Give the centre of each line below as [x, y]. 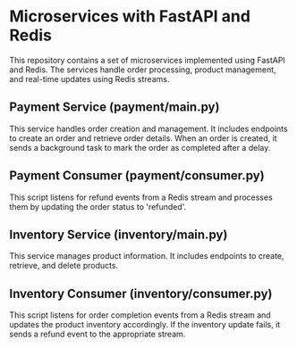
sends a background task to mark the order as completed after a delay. [140, 147]
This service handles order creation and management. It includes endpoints [148, 128]
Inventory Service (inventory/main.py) [119, 234]
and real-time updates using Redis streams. [89, 79]
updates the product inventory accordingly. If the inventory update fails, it [145, 325]
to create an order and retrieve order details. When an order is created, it [143, 138]
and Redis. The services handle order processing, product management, [143, 70]
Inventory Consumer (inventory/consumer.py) [141, 293]
